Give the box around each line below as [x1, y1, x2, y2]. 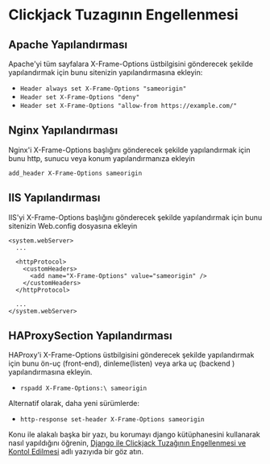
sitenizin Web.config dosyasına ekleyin [8, 221, 138, 230]
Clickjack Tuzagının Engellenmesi [8, 6, 239, 24]
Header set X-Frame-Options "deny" [19, 93, 140, 101]
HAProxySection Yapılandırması [8, 329, 172, 343]
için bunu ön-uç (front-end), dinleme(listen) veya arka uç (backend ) [8, 358, 235, 368]
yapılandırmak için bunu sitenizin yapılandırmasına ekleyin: [8, 68, 203, 77]
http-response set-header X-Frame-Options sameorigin [19, 416, 205, 424]
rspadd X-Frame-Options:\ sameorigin [19, 384, 147, 392]
